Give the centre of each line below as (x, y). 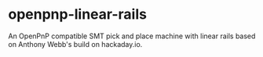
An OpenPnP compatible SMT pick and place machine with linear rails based (132, 36)
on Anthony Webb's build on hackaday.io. (75, 44)
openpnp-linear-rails (78, 14)
